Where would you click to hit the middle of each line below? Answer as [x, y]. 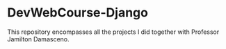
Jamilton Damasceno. [38, 39]
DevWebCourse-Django [78, 13]
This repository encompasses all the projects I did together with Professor [113, 32]
